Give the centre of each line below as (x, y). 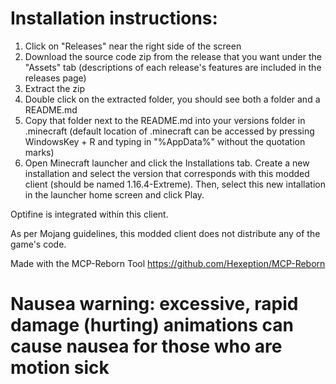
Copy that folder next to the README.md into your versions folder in (165, 120)
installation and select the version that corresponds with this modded (167, 173)
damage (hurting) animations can (152, 325)
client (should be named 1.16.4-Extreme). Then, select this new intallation (175, 184)
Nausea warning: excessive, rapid (154, 304)
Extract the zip (55, 88)
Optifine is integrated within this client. (89, 214)
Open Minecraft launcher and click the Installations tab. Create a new (167, 163)
